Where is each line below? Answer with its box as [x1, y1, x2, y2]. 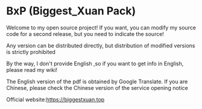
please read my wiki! [6, 66, 58, 73]
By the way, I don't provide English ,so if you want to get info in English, [6, 60, 184, 67]
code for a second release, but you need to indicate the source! [6, 30, 165, 37]
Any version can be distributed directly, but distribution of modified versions [6, 42, 195, 49]
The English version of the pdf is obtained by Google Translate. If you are [6, 78, 188, 85]
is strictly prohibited [6, 48, 56, 55]
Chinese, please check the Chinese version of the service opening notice [6, 84, 188, 91]
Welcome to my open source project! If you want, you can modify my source [6, 24, 197, 31]
